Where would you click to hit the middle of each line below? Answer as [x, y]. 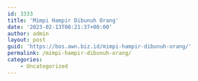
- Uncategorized [44, 66]
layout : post [27, 40]
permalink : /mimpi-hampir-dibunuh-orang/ [70, 54]
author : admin [28, 33]
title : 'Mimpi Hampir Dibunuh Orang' [63, 20]
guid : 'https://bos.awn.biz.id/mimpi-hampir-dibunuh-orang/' [100, 46]
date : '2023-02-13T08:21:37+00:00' [60, 27]
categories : [25, 60]
